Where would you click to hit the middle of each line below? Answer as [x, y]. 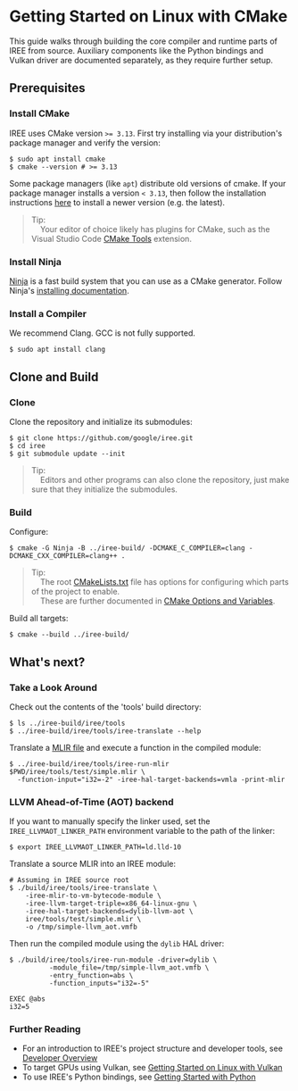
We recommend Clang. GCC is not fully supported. [103, 333]
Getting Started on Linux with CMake [149, 17]
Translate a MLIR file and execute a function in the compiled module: [135, 747]
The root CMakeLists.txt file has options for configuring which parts [164, 582]
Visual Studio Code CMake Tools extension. [111, 238]
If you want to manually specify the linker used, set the [110, 821]
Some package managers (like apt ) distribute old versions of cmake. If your [148, 183]
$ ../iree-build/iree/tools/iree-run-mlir [89, 764]
